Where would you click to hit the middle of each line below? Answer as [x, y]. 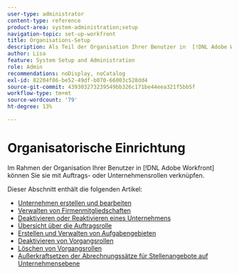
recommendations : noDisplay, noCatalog [67, 73]
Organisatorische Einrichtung [97, 148]
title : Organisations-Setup [49, 41]
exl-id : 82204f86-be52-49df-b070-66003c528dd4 [78, 80]
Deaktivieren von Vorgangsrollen [65, 241]
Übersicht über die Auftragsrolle [65, 226]
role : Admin [25, 67]
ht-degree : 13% [30, 107]
